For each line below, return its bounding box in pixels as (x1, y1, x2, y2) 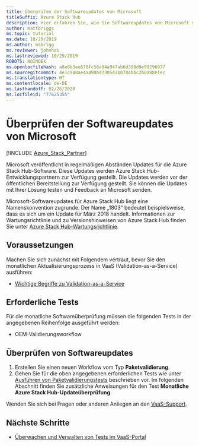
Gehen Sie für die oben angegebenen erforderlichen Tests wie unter (14, 370, 182, 377)
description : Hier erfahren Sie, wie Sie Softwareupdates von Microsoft (6, 20, 190, 26)
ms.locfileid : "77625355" (6, 91, 70, 97)
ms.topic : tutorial (6, 31, 54, 37)
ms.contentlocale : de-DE (6, 81, 68, 87)
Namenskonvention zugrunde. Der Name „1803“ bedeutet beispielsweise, (6, 204, 185, 211)
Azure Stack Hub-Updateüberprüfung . (14, 389, 112, 396)
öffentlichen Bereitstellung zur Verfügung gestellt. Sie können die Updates (6, 179, 188, 187)
